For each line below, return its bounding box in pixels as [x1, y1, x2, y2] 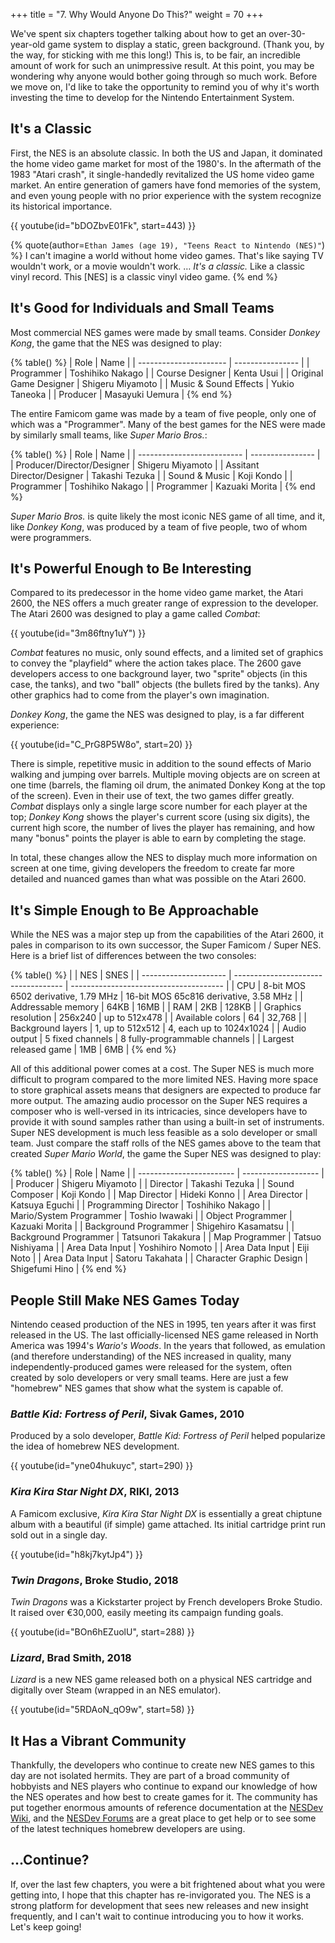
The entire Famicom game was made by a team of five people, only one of [10, 407, 317, 419]
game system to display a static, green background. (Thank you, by [47, 39, 325, 50]
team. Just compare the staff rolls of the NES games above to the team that [10, 1137, 322, 1149]
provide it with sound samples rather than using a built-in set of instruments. [10, 1116, 325, 1128]
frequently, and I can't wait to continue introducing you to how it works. [10, 1910, 305, 1922]
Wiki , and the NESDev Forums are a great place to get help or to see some [10, 1812, 317, 1824]
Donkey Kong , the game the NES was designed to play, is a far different [10, 709, 305, 721]
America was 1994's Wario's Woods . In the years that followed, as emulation [10, 1340, 326, 1352]
